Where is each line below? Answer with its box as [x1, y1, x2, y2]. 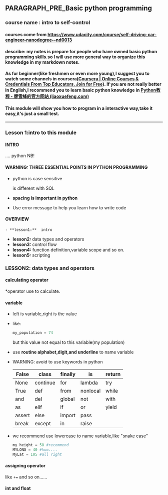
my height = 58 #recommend [12, 443, 69, 448]
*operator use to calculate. [5, 288, 60, 294]
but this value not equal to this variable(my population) [12, 339, 125, 345]
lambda [80, 379, 98, 386]
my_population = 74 [12, 330, 53, 335]
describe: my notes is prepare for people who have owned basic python [5, 48, 157, 54]
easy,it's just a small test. [5, 110, 59, 116]
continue [34, 379, 56, 386]
